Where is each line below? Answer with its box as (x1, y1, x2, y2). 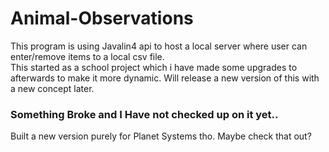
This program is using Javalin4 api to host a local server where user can (10, 40, 308, 52)
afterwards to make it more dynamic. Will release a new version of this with (10, 72, 320, 84)
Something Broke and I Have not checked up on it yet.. (10, 107, 279, 121)
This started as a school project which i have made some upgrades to (10, 61, 298, 73)
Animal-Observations (10, 7, 194, 30)
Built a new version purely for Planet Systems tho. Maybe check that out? (10, 130, 312, 142)
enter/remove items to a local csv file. (10, 50, 165, 62)
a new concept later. (10, 82, 95, 94)
